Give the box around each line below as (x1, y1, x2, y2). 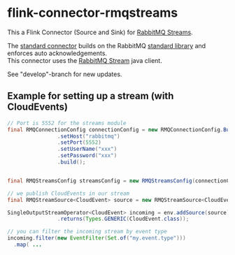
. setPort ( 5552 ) (57, 139, 101, 146)
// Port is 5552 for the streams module (7, 119, 127, 126)
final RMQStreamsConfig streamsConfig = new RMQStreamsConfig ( (7, 177, 196, 184)
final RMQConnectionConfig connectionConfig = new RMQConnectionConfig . (7, 126, 224, 133)
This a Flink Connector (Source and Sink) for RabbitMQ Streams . (7, 28, 194, 36)
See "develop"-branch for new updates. (7, 70, 122, 78)
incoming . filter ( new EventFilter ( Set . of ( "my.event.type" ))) (7, 235, 187, 242)
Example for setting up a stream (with (7, 90, 174, 102)
